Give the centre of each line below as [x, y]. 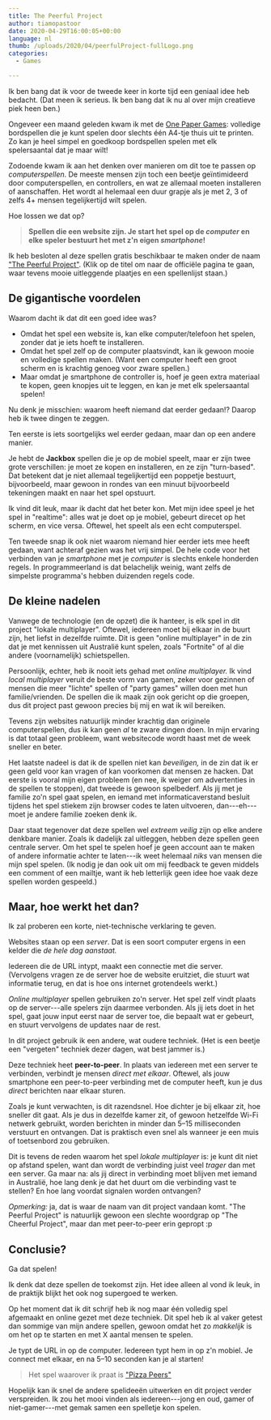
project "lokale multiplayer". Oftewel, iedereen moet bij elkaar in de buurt [129, 629]
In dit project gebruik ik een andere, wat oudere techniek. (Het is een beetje [134, 1041]
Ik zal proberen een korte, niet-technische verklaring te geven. [112, 926]
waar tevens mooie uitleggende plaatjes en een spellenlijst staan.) [118, 273]
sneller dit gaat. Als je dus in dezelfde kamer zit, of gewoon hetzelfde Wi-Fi [133, 1115]
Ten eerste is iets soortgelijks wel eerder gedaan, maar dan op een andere [132, 433]
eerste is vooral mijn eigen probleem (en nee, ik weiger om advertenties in [132, 779]
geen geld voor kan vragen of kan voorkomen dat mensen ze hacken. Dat [131, 771]
